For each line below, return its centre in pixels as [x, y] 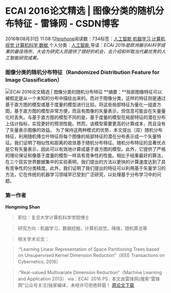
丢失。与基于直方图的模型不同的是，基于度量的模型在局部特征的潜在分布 [90, 118]
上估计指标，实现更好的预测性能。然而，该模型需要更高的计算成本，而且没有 [85, 124]
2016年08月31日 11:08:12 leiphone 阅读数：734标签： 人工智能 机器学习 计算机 [85, 39]
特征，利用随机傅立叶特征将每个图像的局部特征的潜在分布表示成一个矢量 [81, 136]
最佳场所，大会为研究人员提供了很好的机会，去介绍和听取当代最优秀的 [88, 51]
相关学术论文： [33, 239]
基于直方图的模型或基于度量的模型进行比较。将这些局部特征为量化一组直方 [83, 105]
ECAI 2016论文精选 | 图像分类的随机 [80, 11]
